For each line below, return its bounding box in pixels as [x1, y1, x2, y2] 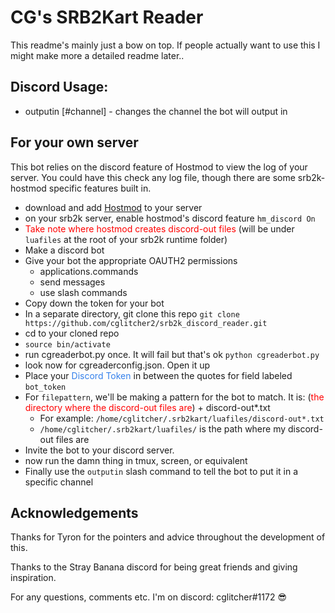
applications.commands [39, 265, 139, 277]
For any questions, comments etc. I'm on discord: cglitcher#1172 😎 [10, 591, 287, 603]
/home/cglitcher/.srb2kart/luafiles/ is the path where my [39, 422, 287, 435]
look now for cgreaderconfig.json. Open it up [24, 359, 211, 371]
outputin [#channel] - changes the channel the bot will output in [24, 105, 288, 117]
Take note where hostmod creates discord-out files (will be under [24, 222, 295, 235]
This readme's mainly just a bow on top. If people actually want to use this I [10, 39, 321, 51]
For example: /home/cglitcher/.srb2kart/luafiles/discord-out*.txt [39, 412, 325, 424]
